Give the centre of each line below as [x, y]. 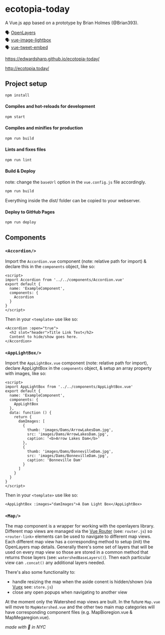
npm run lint [18, 160]
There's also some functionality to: [40, 572]
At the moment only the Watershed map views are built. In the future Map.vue [83, 602]
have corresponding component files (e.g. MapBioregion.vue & [69, 612]
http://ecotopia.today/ [27, 68]
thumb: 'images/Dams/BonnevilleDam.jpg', [70, 452]
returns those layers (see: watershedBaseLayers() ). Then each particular [78, 558]
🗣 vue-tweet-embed [27, 47]
